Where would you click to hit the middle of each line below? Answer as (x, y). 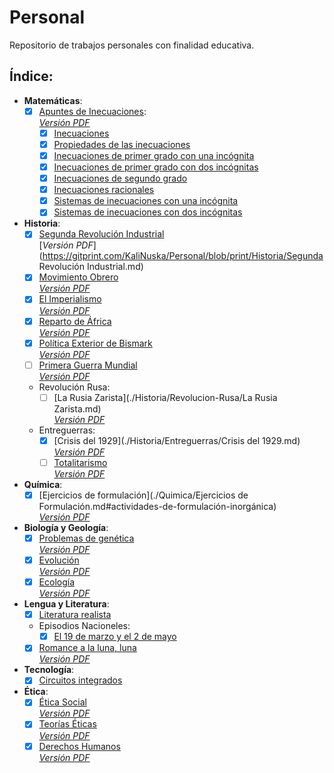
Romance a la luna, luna (87, 648)
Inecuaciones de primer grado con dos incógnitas (156, 167)
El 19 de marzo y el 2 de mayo (115, 637)
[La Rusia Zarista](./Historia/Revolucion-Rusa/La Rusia (165, 397)
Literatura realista (75, 615)
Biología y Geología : (66, 527)
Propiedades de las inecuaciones (122, 144)
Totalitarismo (80, 462)
